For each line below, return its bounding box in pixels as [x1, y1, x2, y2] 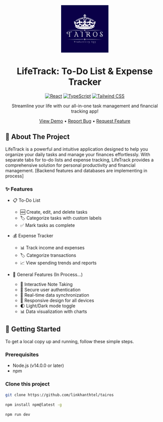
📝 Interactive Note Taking [20, 282, 73, 288]
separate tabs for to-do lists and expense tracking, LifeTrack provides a [5, 157, 154, 163]
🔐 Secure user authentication [20, 287, 81, 293]
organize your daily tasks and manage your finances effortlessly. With [5, 151, 150, 157]
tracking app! [71, 108, 99, 114]
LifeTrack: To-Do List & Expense [17, 66, 153, 77]
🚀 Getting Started [5, 325, 61, 334]
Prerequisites [5, 351, 39, 358]
